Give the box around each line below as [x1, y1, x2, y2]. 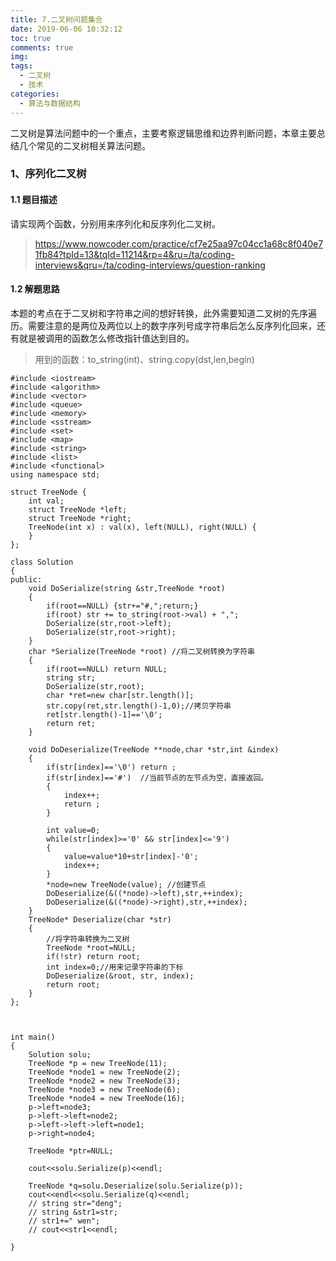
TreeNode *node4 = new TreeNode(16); [28, 1093, 186, 1103]
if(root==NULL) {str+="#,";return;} [46, 601, 199, 611]
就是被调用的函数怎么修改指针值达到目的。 [18, 332, 195, 344]
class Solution [10, 557, 74, 567]
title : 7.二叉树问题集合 [10, 14, 103, 25]
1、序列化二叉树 [10, 167, 87, 181]
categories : [10, 89, 60, 99]
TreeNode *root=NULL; [46, 942, 137, 953]
